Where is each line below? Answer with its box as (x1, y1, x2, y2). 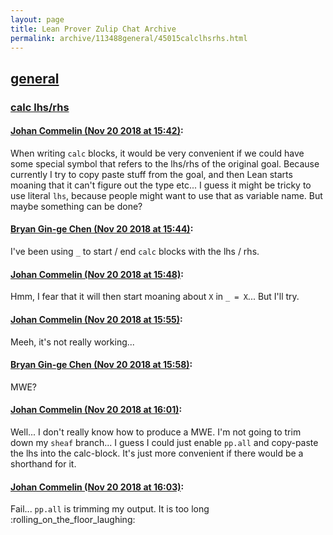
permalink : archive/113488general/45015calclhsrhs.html (10, 33, 248, 43)
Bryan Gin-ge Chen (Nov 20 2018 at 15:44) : (10, 223, 194, 235)
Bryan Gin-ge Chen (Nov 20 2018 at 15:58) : (10, 359, 193, 371)
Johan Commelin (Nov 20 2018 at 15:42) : (10, 125, 184, 137)
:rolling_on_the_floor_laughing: (10, 514, 136, 526)
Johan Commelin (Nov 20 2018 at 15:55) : (10, 313, 183, 325)
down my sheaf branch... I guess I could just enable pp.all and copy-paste (10, 436, 319, 448)
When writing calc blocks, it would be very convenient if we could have (10, 147, 305, 159)
